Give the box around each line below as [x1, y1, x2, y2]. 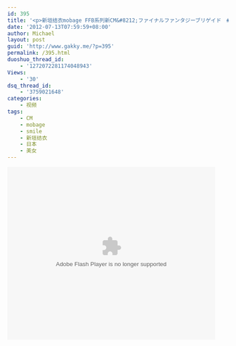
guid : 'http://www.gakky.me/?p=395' [7, 43, 114, 50]
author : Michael [7, 29, 55, 37]
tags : [7, 108, 23, 115]
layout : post [7, 36, 46, 44]
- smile [20, 128, 42, 135]
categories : [7, 95, 42, 102]
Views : [7, 69, 27, 76]
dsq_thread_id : [7, 82, 52, 89]
